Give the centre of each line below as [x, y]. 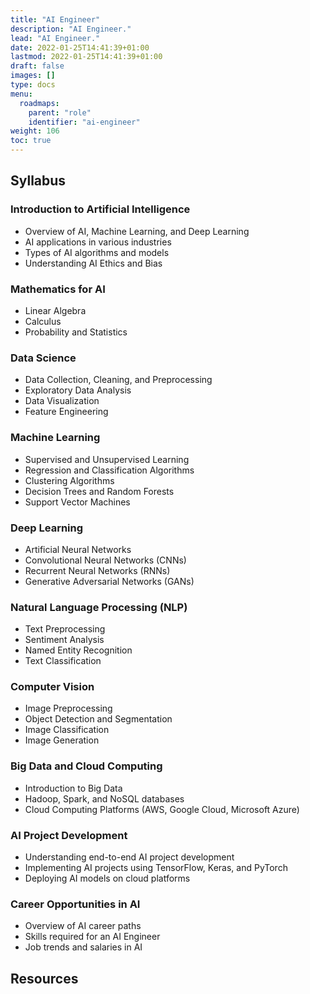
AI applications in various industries [98, 242]
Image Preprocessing [68, 708]
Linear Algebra [55, 310]
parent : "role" [60, 112]
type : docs [33, 85]
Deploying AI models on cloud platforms [107, 878]
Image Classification [67, 730]
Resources [44, 978]
